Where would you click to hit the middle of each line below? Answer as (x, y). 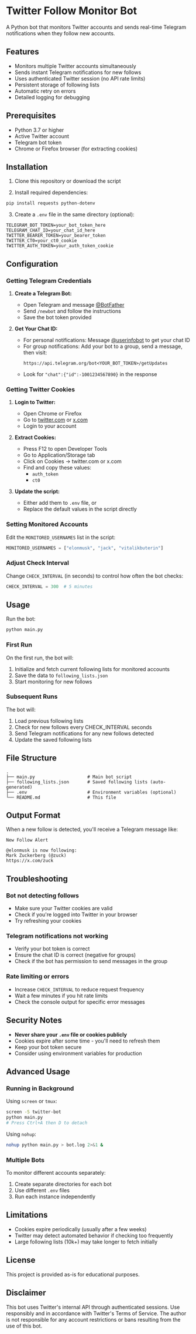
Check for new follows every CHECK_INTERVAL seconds (83, 727)
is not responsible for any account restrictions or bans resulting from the (93, 1319)
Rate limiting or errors (37, 977)
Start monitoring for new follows (53, 681)
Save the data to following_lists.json (61, 675)
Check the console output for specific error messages (80, 1002)
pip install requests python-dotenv (51, 203)
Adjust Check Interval (37, 563)
